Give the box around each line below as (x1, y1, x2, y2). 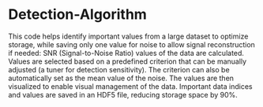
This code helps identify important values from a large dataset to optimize (8, 31, 249, 41)
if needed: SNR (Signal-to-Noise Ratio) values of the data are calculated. (8, 48, 245, 57)
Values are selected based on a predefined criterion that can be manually (8, 57, 247, 66)
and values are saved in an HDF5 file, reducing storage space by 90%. (8, 90, 239, 99)
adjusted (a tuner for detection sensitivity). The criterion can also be (8, 65, 231, 74)
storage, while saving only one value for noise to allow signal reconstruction (8, 39, 255, 49)
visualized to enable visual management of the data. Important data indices (8, 81, 253, 91)
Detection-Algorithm (8, 6, 148, 24)
